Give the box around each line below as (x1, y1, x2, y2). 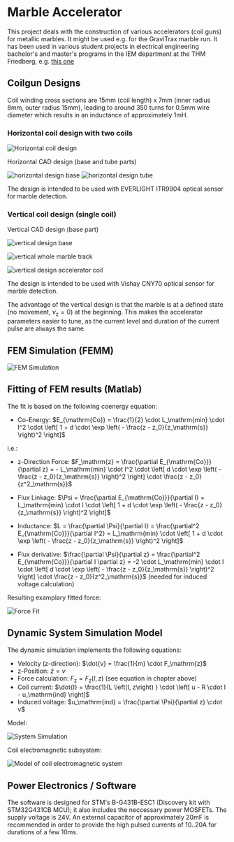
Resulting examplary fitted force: (7, 593, 101, 602)
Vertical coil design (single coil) (7, 209, 117, 219)
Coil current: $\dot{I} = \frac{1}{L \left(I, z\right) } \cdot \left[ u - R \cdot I (17, 683, 226, 692)
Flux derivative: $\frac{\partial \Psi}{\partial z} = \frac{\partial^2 (17, 550, 200, 558)
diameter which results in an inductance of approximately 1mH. (7, 110, 189, 119)
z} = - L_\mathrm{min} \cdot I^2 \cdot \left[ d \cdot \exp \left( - (42, 465, 222, 473)
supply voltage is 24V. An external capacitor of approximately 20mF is (7, 813, 210, 822)
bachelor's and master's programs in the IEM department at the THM (7, 50, 206, 58)
